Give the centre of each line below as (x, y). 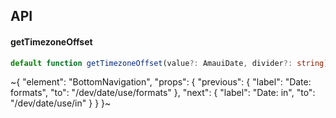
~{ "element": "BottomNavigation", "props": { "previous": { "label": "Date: (161, 82)
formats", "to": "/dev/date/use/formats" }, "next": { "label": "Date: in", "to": (163, 93)
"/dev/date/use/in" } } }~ (61, 103)
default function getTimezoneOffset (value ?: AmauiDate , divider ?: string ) (169, 63)
